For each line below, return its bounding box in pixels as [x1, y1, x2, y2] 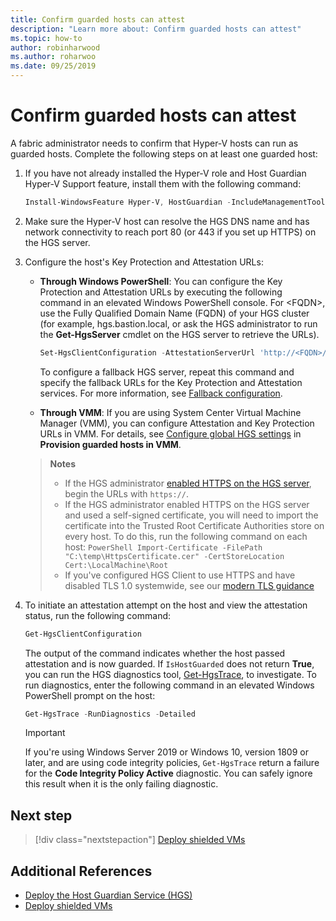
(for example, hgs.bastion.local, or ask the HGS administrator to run [39, 317, 318, 330]
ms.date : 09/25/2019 [10, 61, 97, 71]
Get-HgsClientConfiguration [24, 629, 142, 639]
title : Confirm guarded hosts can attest [10, 14, 186, 25]
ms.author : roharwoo [10, 52, 97, 62]
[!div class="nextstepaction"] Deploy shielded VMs [34, 834, 246, 846]
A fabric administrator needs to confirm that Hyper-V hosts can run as [10, 137, 299, 149]
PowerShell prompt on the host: [24, 689, 156, 701]
